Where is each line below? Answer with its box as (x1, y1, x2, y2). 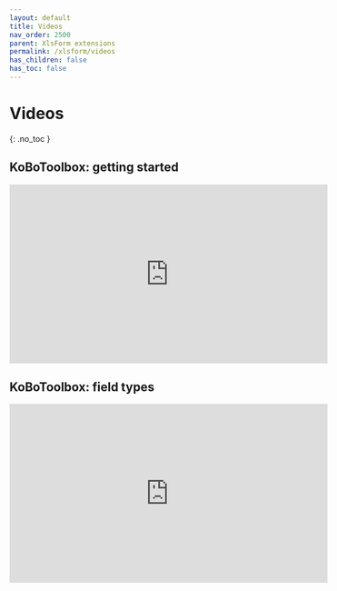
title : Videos (9, 22, 64, 31)
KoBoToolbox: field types (9, 379, 154, 396)
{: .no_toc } (9, 133, 51, 144)
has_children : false (9, 55, 88, 65)
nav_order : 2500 (9, 30, 71, 39)
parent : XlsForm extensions (9, 38, 116, 48)
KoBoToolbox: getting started (9, 160, 179, 175)
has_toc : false (9, 65, 67, 74)
